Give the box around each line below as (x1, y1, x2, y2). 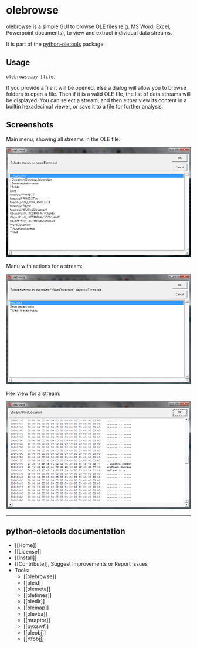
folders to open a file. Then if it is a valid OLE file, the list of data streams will (6, 90, 191, 97)
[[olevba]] (23, 610, 48, 617)
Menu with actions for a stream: (6, 262, 83, 270)
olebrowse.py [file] (6, 74, 57, 80)
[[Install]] (14, 554, 37, 561)
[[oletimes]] (23, 592, 52, 599)
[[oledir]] (23, 598, 45, 605)
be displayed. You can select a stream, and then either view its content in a (6, 96, 187, 103)
